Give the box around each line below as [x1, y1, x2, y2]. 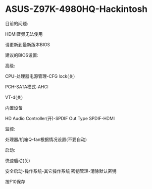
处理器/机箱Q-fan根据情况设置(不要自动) [5, 136, 87, 142]
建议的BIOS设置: [5, 52, 39, 58]
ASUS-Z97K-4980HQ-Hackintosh [5, 3, 148, 15]
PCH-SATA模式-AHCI [5, 83, 49, 90]
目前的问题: [5, 20, 29, 26]
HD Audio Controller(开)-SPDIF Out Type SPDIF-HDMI [5, 115, 115, 121]
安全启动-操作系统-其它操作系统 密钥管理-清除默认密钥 [5, 168, 117, 174]
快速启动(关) [5, 157, 31, 163]
